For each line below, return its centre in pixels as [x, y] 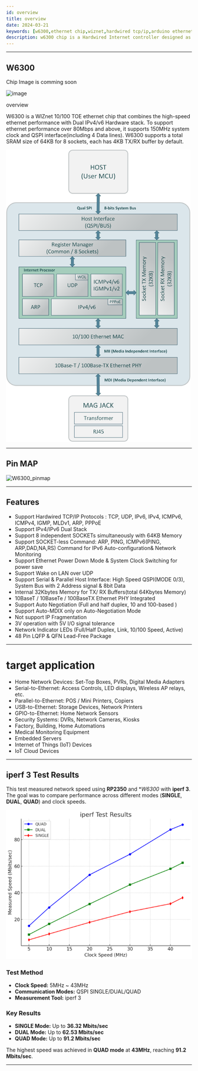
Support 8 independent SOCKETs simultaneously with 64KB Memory [98, 535]
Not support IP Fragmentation [51, 617]
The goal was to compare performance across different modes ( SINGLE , [94, 795]
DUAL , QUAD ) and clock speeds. [46, 802]
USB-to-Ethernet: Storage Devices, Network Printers [78, 707]
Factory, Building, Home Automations [60, 726]
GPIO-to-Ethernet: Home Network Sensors [67, 713]
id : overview [22, 12]
